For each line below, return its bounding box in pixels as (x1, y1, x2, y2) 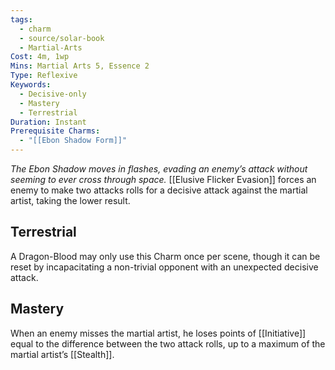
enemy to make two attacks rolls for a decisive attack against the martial (10, 184, 308, 196)
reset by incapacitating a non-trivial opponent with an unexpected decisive (10, 261, 319, 273)
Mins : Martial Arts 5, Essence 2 (10, 61, 150, 71)
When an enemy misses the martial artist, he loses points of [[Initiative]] (10, 327, 307, 339)
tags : (10, 14, 33, 25)
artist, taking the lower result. (10, 195, 131, 206)
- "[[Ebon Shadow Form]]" (19, 136, 128, 146)
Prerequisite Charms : (10, 126, 101, 136)
